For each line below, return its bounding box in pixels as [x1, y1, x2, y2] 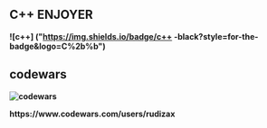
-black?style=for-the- [173, 31, 259, 41]
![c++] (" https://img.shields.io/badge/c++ [9, 31, 173, 41]
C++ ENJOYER [9, 7, 93, 23]
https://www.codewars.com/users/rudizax [9, 108, 176, 119]
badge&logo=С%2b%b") [9, 41, 106, 51]
